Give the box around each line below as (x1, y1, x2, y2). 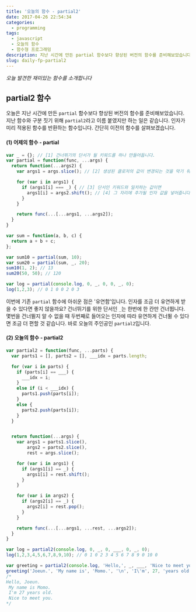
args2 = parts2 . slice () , (27, 445, 87, 451)
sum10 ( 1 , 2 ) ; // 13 (6, 265, 54, 271)
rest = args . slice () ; (27, 450, 80, 456)
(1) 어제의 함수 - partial (6, 139, 60, 146)
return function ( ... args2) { (11, 163, 82, 169)
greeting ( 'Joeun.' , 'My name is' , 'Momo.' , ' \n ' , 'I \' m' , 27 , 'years (6, 568, 179, 574)
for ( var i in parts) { (11, 363, 69, 369)
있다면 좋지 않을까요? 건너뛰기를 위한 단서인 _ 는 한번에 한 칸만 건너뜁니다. (18, 305, 185, 312)
